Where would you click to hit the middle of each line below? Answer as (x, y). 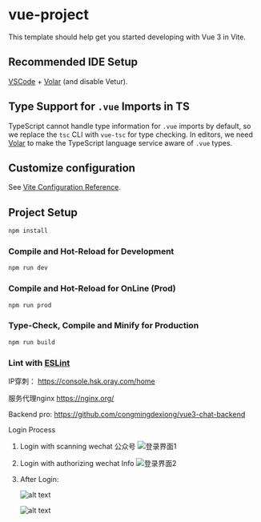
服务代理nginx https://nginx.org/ (61, 398)
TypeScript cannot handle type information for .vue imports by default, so (130, 126)
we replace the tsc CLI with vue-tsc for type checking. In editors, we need (131, 135)
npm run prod (30, 305)
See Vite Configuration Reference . (65, 187)
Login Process (32, 429)
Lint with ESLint (39, 363)
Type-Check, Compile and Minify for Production (104, 326)
